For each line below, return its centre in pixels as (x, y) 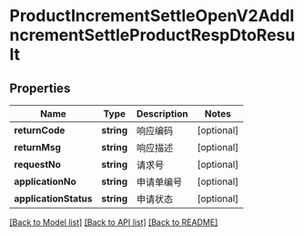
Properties (40, 88)
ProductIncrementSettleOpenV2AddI (152, 16)
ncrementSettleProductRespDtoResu (152, 35)
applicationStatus (53, 199)
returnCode (40, 130)
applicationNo (45, 181)
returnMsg (38, 147)
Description (162, 113)
